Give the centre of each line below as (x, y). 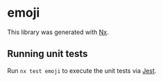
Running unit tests (48, 54)
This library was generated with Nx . (58, 32)
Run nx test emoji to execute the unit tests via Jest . (82, 70)
